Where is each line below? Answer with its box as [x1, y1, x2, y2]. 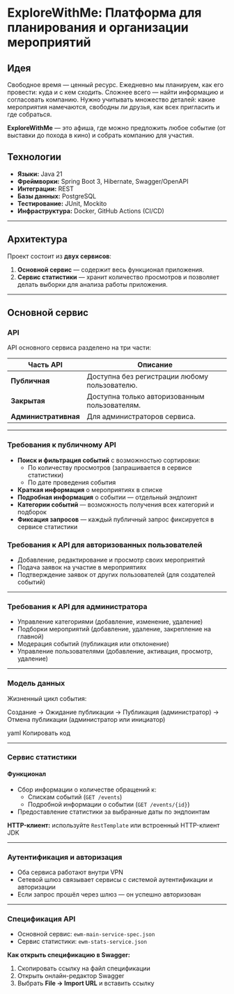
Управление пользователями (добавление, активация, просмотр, [17, 647, 213, 656]
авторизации [17, 883, 56, 891]
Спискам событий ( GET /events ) [27, 792, 123, 801]
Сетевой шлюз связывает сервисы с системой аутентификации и [17, 875, 213, 883]
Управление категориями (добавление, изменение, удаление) [17, 617, 203, 626]
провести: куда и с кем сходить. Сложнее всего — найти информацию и [7, 88, 224, 96]
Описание [137, 360, 173, 370]
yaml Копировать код [7, 729, 71, 737]
